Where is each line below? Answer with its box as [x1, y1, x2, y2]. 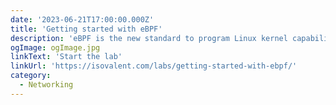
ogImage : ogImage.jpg [10, 42, 101, 53]
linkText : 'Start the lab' [10, 52, 123, 62]
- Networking [19, 80, 74, 90]
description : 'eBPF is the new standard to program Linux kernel [10, 33, 288, 43]
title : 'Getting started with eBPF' [10, 24, 163, 34]
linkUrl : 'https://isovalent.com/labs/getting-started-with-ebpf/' [10, 61, 298, 71]
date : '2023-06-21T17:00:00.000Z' [10, 14, 155, 25]
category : [10, 71, 52, 81]
